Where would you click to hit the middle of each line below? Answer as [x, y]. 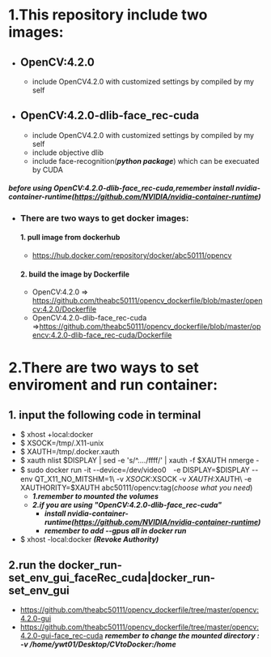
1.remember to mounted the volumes [95, 496]
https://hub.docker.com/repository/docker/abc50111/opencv [132, 255]
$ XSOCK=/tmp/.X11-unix [62, 443]
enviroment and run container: [113, 385]
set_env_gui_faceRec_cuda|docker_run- [112, 578]
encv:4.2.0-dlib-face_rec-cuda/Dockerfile [102, 335]
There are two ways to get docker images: [104, 218]
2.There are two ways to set [104, 368]
